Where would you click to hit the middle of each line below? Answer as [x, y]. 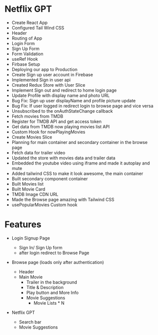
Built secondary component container [50, 179]
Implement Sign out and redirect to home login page [64, 90]
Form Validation [27, 54]
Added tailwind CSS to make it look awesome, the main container [77, 173]
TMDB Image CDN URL [35, 194]
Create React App [30, 23]
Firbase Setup [26, 64]
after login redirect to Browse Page [54, 253]
